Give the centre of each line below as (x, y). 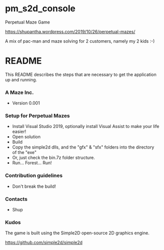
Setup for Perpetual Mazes (37, 116)
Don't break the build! (34, 186)
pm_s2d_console (40, 9)
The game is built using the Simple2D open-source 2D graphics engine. (77, 233)
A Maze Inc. (20, 92)
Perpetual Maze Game (28, 22)
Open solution (26, 137)
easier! (19, 132)
